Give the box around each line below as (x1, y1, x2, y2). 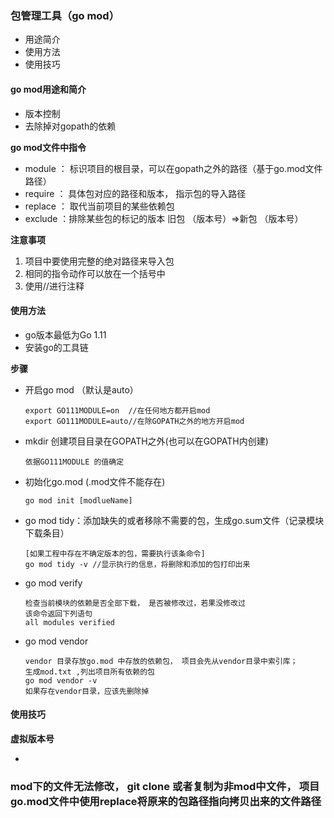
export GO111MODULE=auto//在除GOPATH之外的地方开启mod (24, 416, 245, 426)
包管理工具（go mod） (10, 8, 120, 22)
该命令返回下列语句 (24, 608, 93, 619)
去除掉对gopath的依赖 (24, 120, 117, 132)
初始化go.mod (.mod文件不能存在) (24, 475, 166, 487)
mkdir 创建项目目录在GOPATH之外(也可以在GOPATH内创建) (24, 435, 269, 447)
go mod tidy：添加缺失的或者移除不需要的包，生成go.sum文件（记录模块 (24, 514, 325, 526)
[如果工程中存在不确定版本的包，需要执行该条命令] (24, 548, 206, 559)
